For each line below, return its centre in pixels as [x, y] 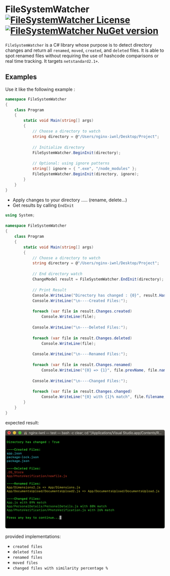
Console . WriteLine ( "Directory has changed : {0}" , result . [96, 295]
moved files [25, 563]
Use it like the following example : [40, 89]
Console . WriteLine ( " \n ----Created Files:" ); [80, 301]
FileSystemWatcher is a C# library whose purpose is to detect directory [79, 45]
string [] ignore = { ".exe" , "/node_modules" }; [84, 169]
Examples [21, 77]
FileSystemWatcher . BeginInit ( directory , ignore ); [86, 174]
